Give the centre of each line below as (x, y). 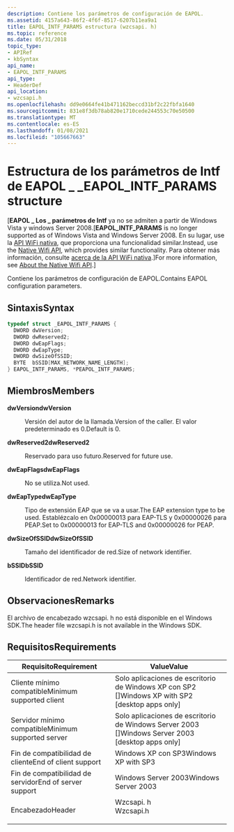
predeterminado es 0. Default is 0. (73, 429)
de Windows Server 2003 (157, 725)
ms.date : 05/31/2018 (37, 40)
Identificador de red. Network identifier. (80, 579)
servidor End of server (46, 782)
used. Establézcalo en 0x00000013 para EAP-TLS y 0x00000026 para (126, 517)
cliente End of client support (56, 762)
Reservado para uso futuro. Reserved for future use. (99, 456)
